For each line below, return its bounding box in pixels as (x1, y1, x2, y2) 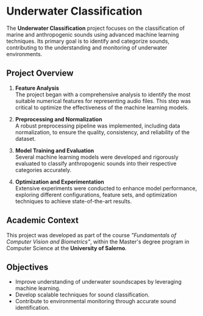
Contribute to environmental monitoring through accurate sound (15, 298, 176, 305)
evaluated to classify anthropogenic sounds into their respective (15, 160, 177, 167)
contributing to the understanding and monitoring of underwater (6, 44, 168, 51)
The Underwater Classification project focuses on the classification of (6, 24, 185, 32)
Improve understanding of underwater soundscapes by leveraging (15, 278, 182, 285)
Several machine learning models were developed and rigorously (15, 153, 179, 160)
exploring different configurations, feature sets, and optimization (15, 191, 177, 198)
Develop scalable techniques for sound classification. (15, 291, 150, 298)
